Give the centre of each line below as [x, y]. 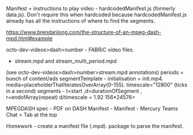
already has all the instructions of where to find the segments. [81, 21]
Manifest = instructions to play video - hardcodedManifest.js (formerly [91, 8]
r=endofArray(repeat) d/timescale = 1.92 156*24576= [71, 97]
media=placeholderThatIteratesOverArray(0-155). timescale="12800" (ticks [97, 85]
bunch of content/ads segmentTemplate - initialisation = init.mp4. [85, 79]
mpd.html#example [29, 38]
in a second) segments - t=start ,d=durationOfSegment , [74, 91]
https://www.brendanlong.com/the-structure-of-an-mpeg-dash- [84, 32]
